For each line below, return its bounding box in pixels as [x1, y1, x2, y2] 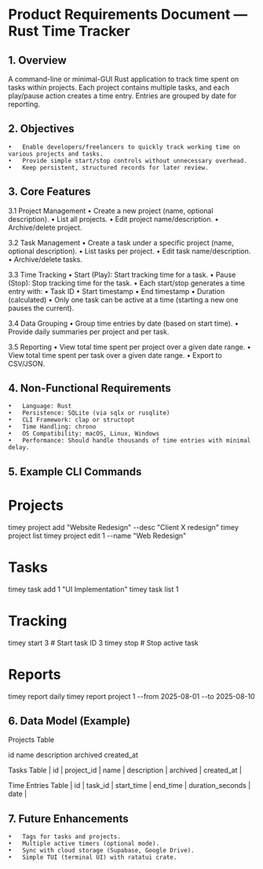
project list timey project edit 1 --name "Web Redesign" [8, 531, 187, 540]
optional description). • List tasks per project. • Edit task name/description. [8, 246, 251, 256]
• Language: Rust [8, 403, 72, 411]
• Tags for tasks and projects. [8, 833, 122, 841]
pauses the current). [8, 303, 75, 312]
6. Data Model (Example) [8, 714, 131, 727]
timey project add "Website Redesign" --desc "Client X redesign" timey [8, 522, 239, 532]
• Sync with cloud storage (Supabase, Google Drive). [8, 847, 195, 855]
